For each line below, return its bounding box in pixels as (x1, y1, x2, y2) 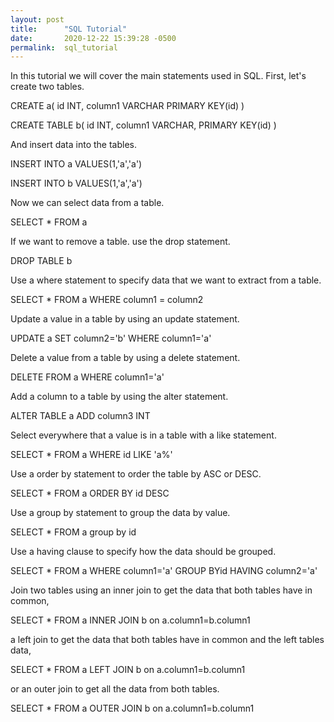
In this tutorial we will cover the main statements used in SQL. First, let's (10, 70, 307, 82)
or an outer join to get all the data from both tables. (10, 683, 220, 695)
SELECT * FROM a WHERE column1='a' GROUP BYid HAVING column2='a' (10, 565, 318, 577)
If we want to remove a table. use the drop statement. (10, 236, 231, 248)
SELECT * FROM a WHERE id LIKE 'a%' (10, 449, 173, 461)
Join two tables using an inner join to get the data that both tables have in (10, 584, 313, 596)
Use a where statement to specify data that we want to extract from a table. (10, 274, 322, 286)
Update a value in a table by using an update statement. (10, 313, 240, 325)
